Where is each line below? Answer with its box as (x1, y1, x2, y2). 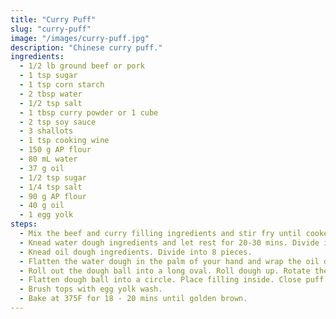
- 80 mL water (19, 154, 78, 164)
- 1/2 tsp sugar (19, 172, 87, 183)
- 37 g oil (19, 163, 65, 173)
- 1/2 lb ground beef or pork (19, 61, 145, 71)
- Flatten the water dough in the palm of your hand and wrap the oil (19, 256, 320, 266)
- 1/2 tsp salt (19, 98, 83, 108)
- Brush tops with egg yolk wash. (19, 284, 163, 295)
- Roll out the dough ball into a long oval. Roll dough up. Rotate (19, 266, 311, 276)
